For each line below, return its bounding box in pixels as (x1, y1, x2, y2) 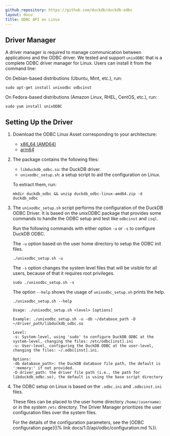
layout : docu (5, 12, 33, 17)
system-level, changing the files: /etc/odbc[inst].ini (12, 339, 133, 344)
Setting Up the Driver (5, 118, 74, 126)
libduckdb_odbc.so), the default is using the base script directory (12, 374, 163, 380)
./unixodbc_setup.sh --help (12, 299, 72, 304)
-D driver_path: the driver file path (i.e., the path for (12, 370, 141, 375)
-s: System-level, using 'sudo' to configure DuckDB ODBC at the (12, 334, 154, 339)
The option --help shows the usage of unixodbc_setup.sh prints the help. (12, 289, 165, 295)
